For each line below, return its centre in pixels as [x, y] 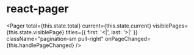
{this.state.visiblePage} [35, 32]
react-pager [38, 9]
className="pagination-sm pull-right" [55, 38]
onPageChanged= [128, 38]
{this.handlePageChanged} [40, 45]
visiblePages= [170, 26]
